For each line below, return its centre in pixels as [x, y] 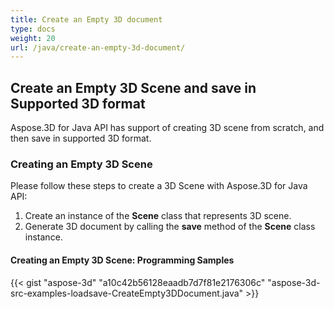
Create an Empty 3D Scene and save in [133, 87]
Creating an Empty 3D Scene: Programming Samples [122, 260]
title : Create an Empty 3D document [86, 19]
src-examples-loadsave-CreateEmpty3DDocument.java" [127, 293]
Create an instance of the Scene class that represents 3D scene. [158, 216]
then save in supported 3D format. [81, 138]
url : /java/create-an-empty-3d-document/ [98, 47]
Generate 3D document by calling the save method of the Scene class [170, 227]
